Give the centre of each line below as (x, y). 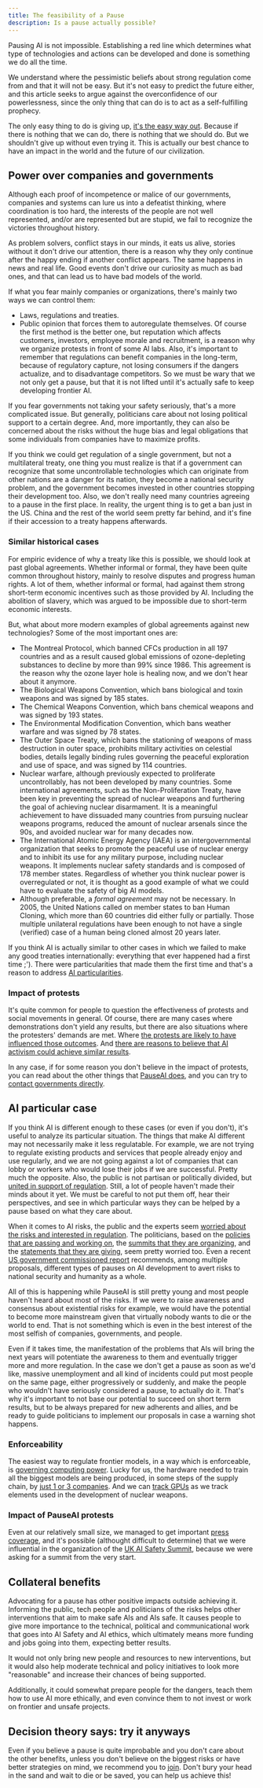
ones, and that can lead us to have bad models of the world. (105, 277)
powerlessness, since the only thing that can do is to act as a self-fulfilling (128, 102)
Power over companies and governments (111, 175)
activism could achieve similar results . (69, 1052)
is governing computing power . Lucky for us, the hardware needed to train (128, 1470)
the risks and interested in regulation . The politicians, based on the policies (130, 1234)
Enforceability (36, 1444)
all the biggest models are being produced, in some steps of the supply (123, 1478)
